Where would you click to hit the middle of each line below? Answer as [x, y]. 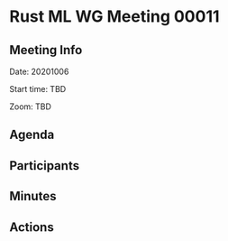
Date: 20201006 [39, 71]
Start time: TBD [38, 89]
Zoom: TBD [31, 107]
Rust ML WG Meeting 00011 [114, 17]
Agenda [32, 135]
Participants [44, 166]
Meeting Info [46, 50]
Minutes [33, 196]
